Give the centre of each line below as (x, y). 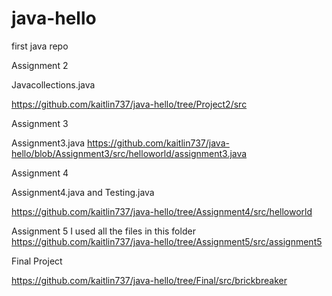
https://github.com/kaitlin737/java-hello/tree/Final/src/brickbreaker (149, 280)
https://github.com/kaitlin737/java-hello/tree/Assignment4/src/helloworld (162, 211)
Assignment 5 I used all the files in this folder (103, 231)
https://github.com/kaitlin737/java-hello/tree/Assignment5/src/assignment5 (167, 241)
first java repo (40, 46)
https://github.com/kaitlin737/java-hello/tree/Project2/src (129, 104)
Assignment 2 (40, 65)
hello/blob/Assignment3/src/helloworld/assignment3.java (129, 153)
